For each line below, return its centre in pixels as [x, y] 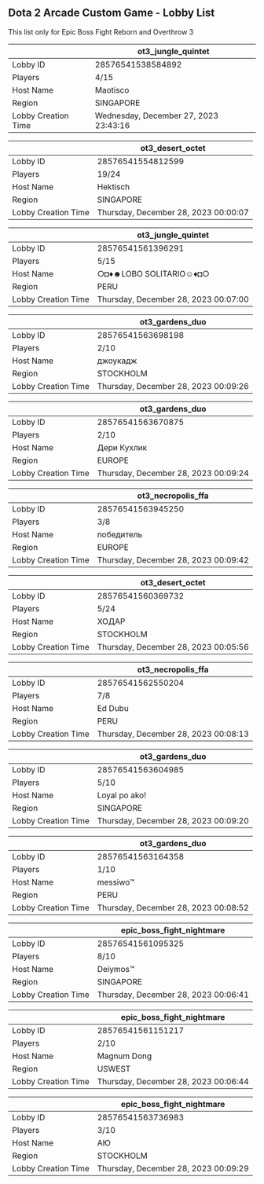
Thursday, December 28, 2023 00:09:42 [173, 559]
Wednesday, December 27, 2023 [156, 115]
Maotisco [112, 90]
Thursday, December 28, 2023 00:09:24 [173, 473]
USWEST [114, 1069]
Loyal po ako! [122, 795]
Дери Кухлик [122, 447]
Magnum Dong [125, 1056]
